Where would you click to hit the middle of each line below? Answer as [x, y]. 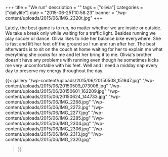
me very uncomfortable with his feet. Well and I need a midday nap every [81, 65]
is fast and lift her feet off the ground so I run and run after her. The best [80, 44]
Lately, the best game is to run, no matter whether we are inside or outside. [83, 28]
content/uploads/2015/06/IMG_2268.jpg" [48, 102]
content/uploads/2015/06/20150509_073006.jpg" [57, 86]
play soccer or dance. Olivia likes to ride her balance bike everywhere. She [83, 38]
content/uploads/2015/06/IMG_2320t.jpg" [49, 18]
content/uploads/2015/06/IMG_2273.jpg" [48, 107]
